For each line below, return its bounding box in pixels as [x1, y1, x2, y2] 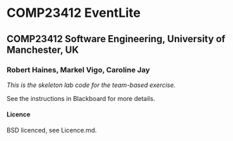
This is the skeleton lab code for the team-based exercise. [6, 81, 176, 89]
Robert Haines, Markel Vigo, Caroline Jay [6, 65, 151, 74]
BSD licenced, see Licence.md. [6, 126, 97, 135]
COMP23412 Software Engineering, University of [6, 33, 226, 45]
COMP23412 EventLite [6, 5, 141, 21]
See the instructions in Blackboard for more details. [6, 94, 156, 102]
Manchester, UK [6, 43, 79, 55]
